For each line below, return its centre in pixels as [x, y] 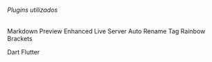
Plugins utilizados [32, 10]
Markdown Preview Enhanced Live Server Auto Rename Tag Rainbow [106, 31]
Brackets [20, 39]
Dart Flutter [24, 52]
